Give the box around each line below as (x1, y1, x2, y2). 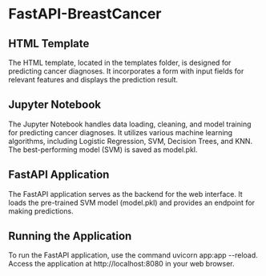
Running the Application (8, 230, 132, 243)
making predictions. (8, 206, 74, 216)
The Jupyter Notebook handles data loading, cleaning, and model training (8, 119, 252, 129)
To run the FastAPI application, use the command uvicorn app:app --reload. (8, 250, 258, 260)
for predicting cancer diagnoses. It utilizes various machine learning (8, 127, 233, 137)
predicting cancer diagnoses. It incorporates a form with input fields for (8, 66, 244, 76)
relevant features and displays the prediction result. (8, 75, 179, 84)
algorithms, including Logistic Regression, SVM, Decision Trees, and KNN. (8, 136, 253, 146)
